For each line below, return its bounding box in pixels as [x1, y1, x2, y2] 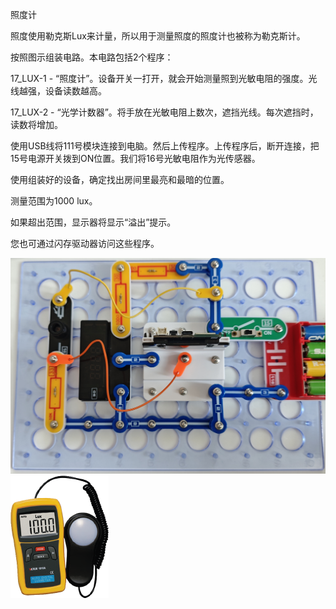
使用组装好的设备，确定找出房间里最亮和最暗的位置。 [10, 174, 230, 185]
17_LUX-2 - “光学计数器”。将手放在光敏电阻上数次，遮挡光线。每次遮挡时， [10, 106, 319, 118]
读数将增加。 [10, 119, 63, 130]
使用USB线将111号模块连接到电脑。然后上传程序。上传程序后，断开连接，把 [10, 140, 320, 152]
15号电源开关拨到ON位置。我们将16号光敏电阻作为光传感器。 [10, 153, 261, 164]
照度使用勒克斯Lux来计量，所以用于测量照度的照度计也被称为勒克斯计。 [10, 30, 306, 42]
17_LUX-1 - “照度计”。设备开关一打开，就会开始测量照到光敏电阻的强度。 [10, 73, 309, 84]
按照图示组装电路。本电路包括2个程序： [10, 51, 174, 63]
